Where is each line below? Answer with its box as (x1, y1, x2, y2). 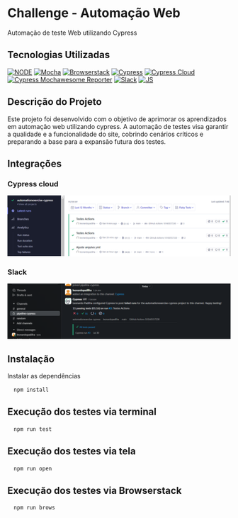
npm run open (13, 465, 52, 472)
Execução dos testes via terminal (7, 406, 157, 418)
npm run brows (13, 505, 55, 512)
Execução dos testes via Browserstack (7, 484, 182, 497)
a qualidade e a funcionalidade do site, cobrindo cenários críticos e (7, 130, 204, 138)
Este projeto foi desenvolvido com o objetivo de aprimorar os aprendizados (7, 115, 227, 123)
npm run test (13, 425, 52, 433)
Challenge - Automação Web (7, 5, 181, 21)
